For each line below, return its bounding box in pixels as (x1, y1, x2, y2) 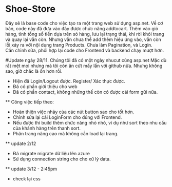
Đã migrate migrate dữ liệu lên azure (12, 150, 90, 156)
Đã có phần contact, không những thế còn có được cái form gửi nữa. (12, 89, 158, 95)
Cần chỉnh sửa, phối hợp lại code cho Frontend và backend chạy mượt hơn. (5, 47, 164, 53)
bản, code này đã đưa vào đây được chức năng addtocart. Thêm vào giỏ (5, 25, 159, 31)
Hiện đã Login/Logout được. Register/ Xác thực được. (12, 78, 126, 84)
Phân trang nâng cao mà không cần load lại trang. (12, 130, 119, 136)
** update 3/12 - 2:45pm (5, 165, 58, 172)
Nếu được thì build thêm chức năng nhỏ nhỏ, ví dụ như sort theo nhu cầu (12, 119, 167, 126)
